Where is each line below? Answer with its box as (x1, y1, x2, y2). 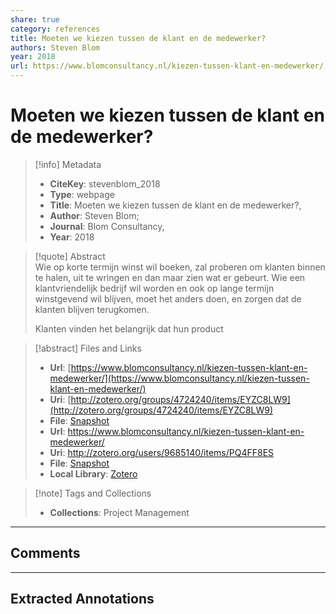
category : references (10, 24, 101, 34)
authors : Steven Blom (10, 42, 101, 53)
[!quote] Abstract (34, 250, 106, 262)
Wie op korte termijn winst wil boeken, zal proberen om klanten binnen (34, 261, 326, 273)
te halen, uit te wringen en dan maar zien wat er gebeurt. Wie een (34, 271, 306, 283)
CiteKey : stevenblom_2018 (49, 177, 161, 190)
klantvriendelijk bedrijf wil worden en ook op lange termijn (34, 282, 275, 294)
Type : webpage (49, 188, 115, 200)
